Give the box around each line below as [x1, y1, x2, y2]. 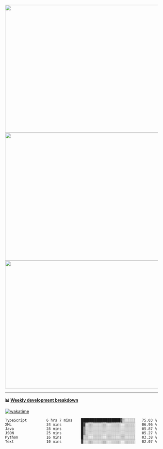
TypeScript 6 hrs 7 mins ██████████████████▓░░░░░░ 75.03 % [5, 418, 158, 423]
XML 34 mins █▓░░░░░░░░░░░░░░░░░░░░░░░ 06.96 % [5, 422, 158, 427]
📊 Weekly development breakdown [5, 397, 79, 403]
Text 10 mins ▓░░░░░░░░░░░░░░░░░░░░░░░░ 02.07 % [5, 439, 158, 444]
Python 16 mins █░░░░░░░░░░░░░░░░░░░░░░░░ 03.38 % [5, 435, 158, 440]
